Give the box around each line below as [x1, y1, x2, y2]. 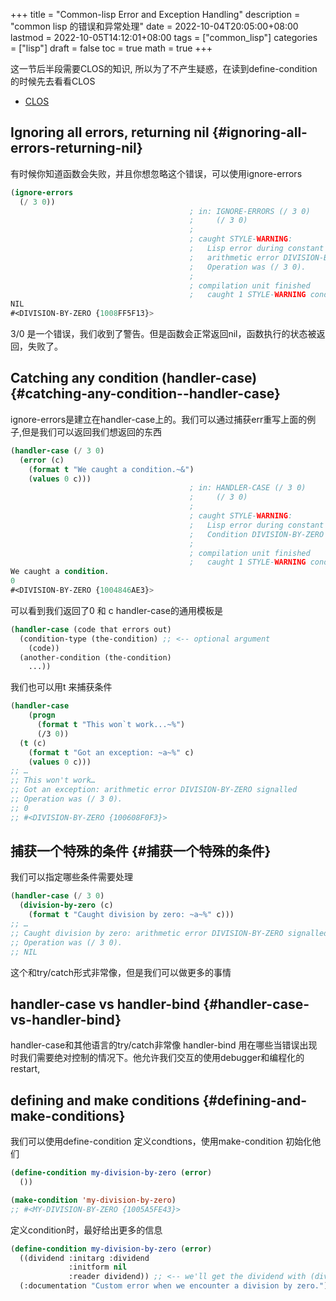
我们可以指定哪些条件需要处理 [10, 871, 133, 883]
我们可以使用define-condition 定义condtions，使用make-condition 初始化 [10, 1135, 313, 1148]
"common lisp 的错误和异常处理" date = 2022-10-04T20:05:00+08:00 [10, 20, 299, 32]
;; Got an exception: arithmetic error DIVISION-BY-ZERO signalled [10, 785, 298, 795]
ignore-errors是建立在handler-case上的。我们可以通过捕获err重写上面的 [10, 413, 308, 425]
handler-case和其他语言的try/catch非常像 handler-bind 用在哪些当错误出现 [10, 1039, 318, 1051]
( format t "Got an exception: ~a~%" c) [28, 747, 195, 758]
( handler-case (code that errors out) [10, 624, 172, 634]
